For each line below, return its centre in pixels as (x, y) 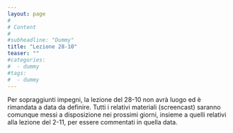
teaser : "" (23, 54)
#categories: (27, 60)
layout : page (27, 14)
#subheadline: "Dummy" (41, 40)
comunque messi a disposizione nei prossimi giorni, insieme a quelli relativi (117, 115)
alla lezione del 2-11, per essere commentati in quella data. (93, 122)
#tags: (17, 73)
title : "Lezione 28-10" (42, 47)
